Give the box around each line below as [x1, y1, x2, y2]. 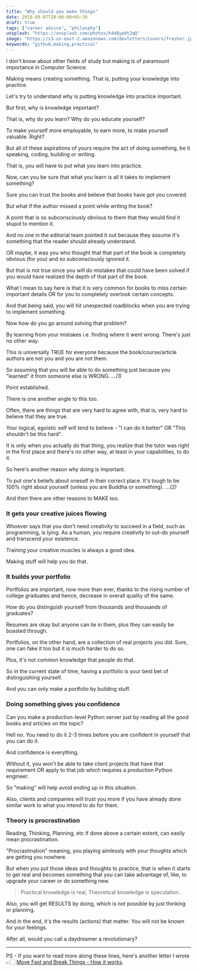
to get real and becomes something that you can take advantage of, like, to [6, 871, 187, 878]
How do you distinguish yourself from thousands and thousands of [6, 603, 168, 611]
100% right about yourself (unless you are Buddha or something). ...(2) [6, 483, 177, 490]
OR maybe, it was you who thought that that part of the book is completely [6, 249, 186, 256]
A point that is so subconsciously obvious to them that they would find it [6, 214, 181, 221]
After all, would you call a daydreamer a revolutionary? [6, 935, 138, 943]
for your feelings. [6, 924, 48, 931]
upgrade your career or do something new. [6, 878, 110, 885]
